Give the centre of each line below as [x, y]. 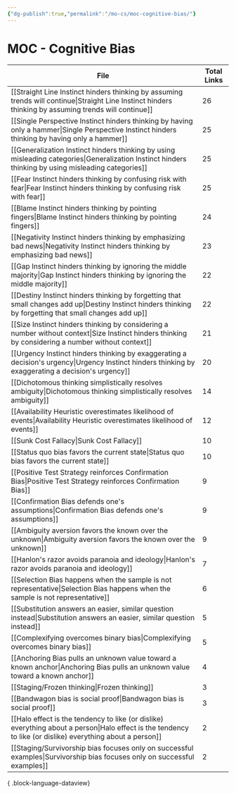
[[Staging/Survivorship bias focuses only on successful [102, 748]
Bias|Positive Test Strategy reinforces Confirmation [95, 481]
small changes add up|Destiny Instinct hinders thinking [101, 304]
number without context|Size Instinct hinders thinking [99, 333]
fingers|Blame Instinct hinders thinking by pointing [94, 217]
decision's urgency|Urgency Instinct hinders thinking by [103, 362]
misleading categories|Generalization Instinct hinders [99, 159]
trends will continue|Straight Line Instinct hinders [92, 101]
